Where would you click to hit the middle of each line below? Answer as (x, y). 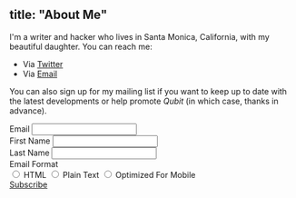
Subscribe (29, 184)
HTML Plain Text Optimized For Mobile (109, 174)
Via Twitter (43, 64)
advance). (28, 110)
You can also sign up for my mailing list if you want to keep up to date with (148, 91)
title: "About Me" (59, 15)
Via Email (39, 74)
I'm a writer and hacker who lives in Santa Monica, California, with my (139, 36)
